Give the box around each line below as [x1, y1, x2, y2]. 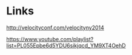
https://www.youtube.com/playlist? [6, 35, 94, 42]
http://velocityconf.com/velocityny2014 [6, 24, 104, 31]
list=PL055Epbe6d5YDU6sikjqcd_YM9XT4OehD [6, 42, 126, 49]
